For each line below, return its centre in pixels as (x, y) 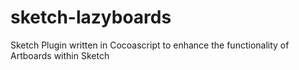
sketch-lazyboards (91, 17)
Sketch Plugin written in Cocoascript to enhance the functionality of (150, 45)
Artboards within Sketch (60, 55)
